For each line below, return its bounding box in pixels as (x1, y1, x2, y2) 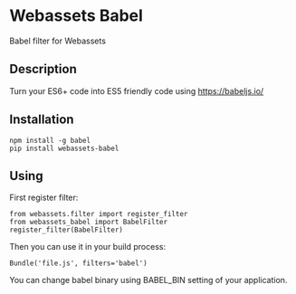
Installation (9, 112, 74, 128)
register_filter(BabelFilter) (9, 225, 124, 235)
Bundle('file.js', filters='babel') (9, 259, 148, 268)
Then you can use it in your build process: (9, 242, 166, 252)
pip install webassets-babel (9, 144, 119, 153)
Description (9, 62, 77, 77)
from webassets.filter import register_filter (9, 210, 188, 219)
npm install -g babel (9, 136, 91, 145)
